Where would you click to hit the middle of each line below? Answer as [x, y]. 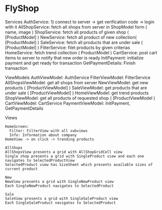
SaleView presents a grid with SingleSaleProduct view [62, 198]
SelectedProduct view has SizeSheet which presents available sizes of [79, 165]
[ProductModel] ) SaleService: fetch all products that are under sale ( [74, 42]
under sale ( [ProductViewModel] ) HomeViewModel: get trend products [77, 93]
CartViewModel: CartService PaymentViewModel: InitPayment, [68, 103]
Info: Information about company [43, 135]
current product [21, 169]
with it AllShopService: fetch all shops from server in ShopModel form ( [76, 27]
